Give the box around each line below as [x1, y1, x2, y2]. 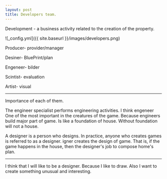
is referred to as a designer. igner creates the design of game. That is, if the [5, 138, 160, 144]
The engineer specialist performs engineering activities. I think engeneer [5, 107, 154, 113]
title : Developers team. [5, 12, 57, 17]
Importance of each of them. [5, 97, 64, 103]
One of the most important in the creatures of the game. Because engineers [5, 112, 161, 118]
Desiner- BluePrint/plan [5, 54, 53, 60]
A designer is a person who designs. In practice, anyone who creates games [5, 133, 162, 139]
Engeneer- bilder [5, 64, 40, 70]
